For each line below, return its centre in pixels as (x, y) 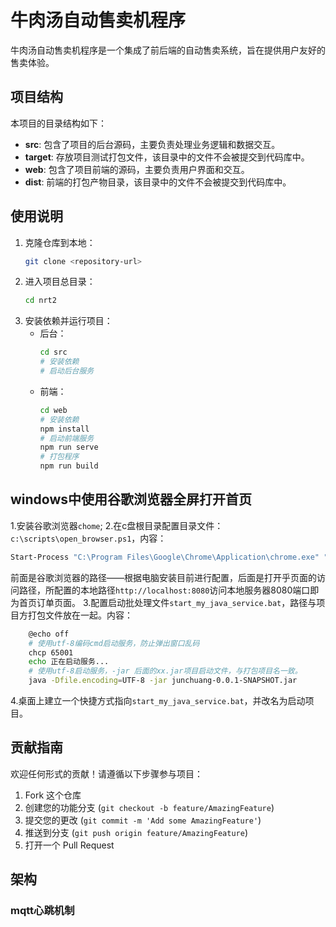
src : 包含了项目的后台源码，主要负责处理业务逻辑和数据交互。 (152, 144)
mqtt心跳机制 (42, 911)
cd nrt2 (40, 301)
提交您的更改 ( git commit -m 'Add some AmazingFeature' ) (143, 820)
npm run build (69, 466)
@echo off (49, 634)
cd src (53, 352)
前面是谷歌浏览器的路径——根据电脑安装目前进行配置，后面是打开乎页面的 (163, 577)
